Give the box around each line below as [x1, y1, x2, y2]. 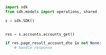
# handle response [14, 45, 52, 51]
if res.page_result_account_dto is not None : [5, 41, 101, 46]
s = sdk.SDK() [5, 18, 35, 23]
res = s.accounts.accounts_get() [5, 32, 75, 37]
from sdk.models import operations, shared [5, 9, 97, 14]
